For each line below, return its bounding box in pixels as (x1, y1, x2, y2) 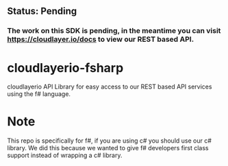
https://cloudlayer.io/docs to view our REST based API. (7, 34, 194, 44)
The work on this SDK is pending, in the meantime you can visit (7, 26, 221, 36)
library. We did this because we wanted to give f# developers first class (7, 144, 209, 152)
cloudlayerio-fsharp (7, 60, 124, 75)
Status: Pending (7, 5, 77, 17)
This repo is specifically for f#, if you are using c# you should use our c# (7, 137, 212, 145)
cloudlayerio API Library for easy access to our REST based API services (7, 82, 212, 91)
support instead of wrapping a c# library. (7, 151, 123, 160)
